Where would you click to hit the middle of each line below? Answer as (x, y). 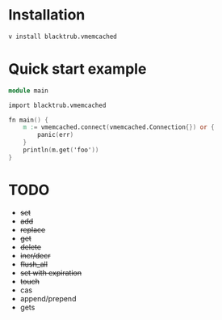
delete (31, 247)
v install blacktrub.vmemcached (63, 36)
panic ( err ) (56, 135)
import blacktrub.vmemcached (57, 105)
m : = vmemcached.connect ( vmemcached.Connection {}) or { (119, 127)
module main (28, 91)
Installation (47, 15)
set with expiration (51, 272)
